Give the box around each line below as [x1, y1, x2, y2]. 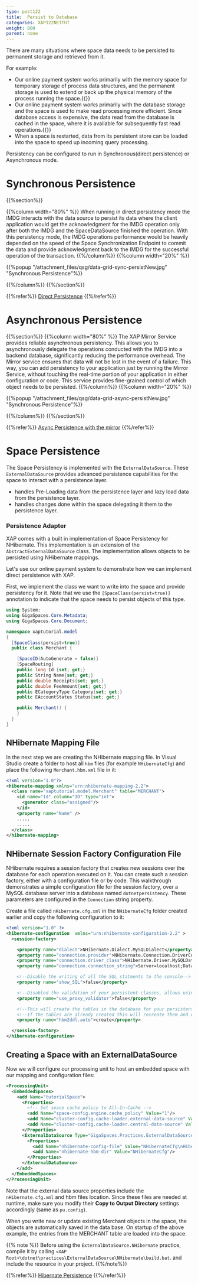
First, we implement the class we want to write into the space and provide [6, 583, 185, 590]
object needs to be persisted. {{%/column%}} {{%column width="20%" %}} [6, 383, 192, 390]
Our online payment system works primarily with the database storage [14, 101, 186, 108]
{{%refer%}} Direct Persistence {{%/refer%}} [6, 293, 117, 300]
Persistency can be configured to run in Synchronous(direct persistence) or [6, 150, 190, 157]
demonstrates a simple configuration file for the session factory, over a [6, 883, 179, 890]
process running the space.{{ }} [14, 95, 90, 102]
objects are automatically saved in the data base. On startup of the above [6, 1224, 184, 1231]
